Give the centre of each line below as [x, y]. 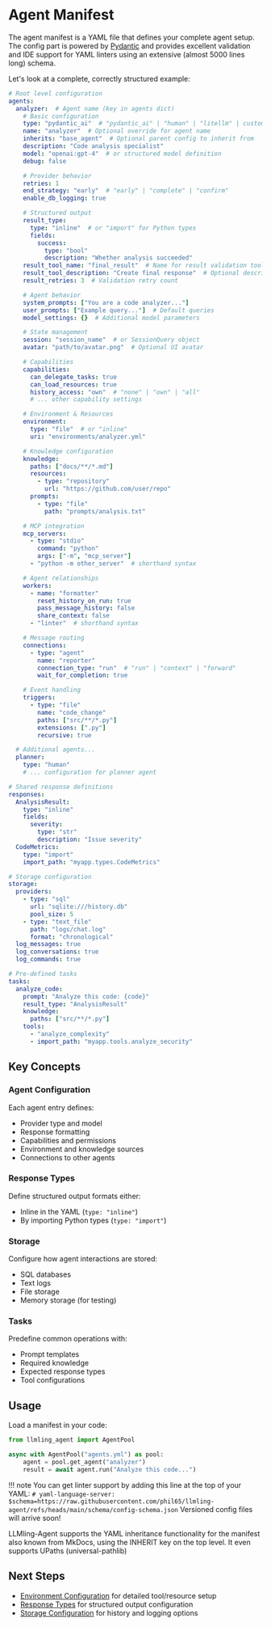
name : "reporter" [66, 661]
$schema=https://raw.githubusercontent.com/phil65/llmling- [112, 1501]
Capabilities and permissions [68, 1140]
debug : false [45, 161]
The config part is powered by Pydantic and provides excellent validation [129, 45]
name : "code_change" [72, 712]
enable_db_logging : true [65, 198]
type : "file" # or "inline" [79, 429]
